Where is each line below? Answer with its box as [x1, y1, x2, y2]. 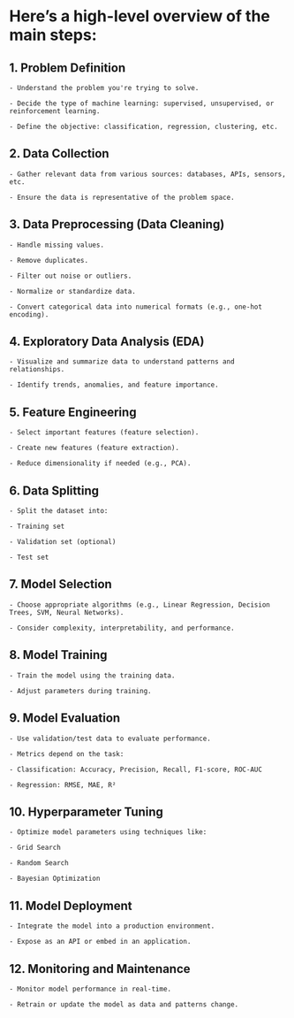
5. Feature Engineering [9, 404, 137, 419]
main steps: [9, 25, 97, 45]
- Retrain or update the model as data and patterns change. [9, 999, 239, 1009]
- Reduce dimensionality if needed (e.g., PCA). [9, 459, 192, 468]
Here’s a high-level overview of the [9, 6, 271, 27]
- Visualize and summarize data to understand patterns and [9, 357, 236, 366]
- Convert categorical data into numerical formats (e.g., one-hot [9, 302, 263, 311]
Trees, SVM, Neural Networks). [9, 608, 124, 616]
